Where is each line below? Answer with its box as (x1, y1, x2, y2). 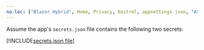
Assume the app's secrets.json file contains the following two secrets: (6, 25, 184, 33)
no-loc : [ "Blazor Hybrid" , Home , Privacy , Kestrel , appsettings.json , (6, 8, 189, 15)
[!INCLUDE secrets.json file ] (6, 37, 75, 44)
